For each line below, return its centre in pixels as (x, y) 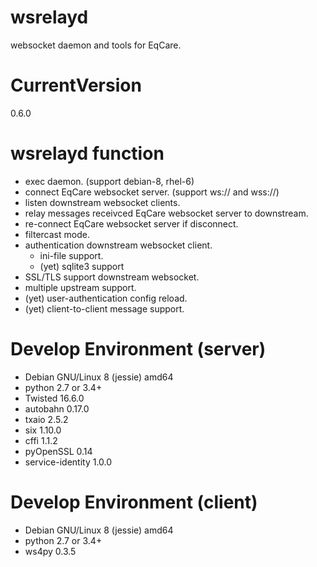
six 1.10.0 (43, 430)
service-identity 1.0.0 (68, 462)
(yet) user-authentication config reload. (106, 298)
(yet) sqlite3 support (82, 266)
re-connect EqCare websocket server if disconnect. (131, 223)
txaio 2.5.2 (46, 419)
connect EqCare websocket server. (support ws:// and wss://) (152, 192)
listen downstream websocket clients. (102, 202)
